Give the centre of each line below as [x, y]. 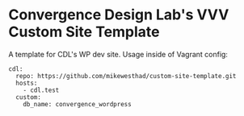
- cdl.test [41, 90]
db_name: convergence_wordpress [77, 104]
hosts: [27, 83]
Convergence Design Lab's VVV [119, 15]
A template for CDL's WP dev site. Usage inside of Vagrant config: [118, 54]
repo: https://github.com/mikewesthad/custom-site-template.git [126, 76]
